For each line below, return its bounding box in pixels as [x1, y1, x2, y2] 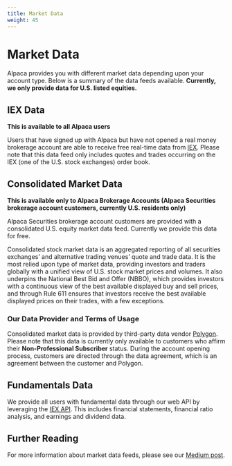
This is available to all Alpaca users [7, 123, 111, 131]
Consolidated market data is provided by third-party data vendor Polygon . [7, 330, 218, 338]
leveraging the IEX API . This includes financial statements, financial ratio [7, 405, 213, 413]
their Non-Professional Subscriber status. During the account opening [7, 344, 210, 353]
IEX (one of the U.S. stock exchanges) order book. [7, 158, 150, 166]
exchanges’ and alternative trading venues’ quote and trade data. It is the [7, 253, 216, 261]
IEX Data [7, 104, 45, 116]
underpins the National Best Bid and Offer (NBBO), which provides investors [7, 275, 224, 283]
